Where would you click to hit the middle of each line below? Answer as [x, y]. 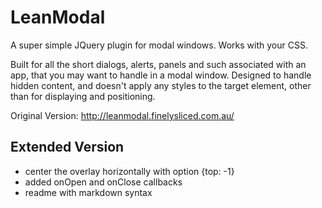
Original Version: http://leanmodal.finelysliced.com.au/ [122, 115]
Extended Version [67, 147]
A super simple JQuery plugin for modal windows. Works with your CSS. [159, 45]
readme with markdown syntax [88, 192]
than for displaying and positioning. [83, 96]
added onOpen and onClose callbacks [103, 182]
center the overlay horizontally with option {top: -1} [129, 171]
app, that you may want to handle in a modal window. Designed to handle [161, 75]
